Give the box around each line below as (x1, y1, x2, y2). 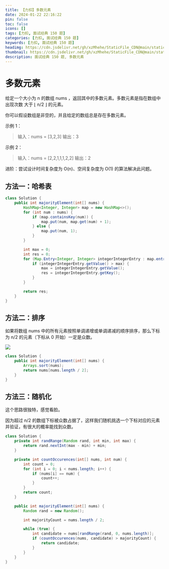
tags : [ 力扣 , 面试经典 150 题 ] (5, 31, 65, 36)
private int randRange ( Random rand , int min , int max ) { (14, 438, 136, 444)
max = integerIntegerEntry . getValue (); (41, 266, 125, 271)
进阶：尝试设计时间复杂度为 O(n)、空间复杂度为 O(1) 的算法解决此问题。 (5, 166, 154, 172)
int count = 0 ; (23, 462, 55, 467)
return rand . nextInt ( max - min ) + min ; (23, 443, 107, 448)
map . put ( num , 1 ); (41, 229, 78, 234)
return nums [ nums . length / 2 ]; (23, 368, 89, 373)
